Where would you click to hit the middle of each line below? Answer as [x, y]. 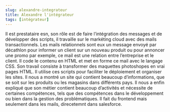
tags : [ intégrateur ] [27, 19]
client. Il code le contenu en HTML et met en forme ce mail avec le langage [84, 61]
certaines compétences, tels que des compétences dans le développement [84, 93]
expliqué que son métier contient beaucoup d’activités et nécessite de [79, 88]
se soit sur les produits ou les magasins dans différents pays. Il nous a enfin [85, 82]
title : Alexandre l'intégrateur [40, 15]
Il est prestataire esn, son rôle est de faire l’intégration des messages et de [84, 34]
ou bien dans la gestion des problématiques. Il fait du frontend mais [76, 99]
